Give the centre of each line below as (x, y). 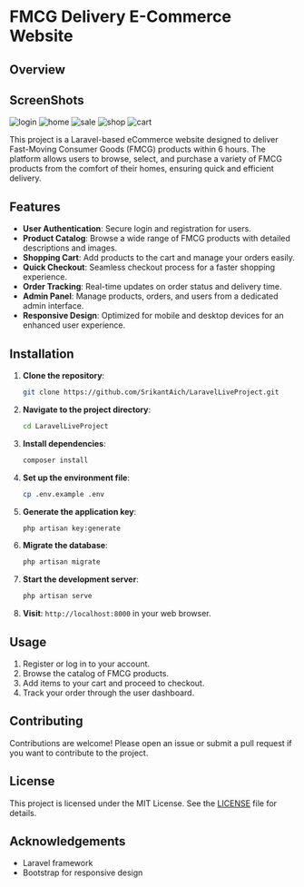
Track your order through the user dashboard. (108, 693)
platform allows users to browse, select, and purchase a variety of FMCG (146, 159)
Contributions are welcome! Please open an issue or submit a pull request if (151, 743)
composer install (55, 460)
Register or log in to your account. (86, 664)
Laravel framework (58, 863)
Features (35, 207)
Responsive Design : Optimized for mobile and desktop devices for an (153, 316)
